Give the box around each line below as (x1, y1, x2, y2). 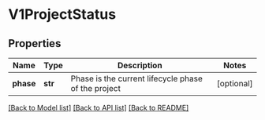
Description (117, 60, 163, 71)
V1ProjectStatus (8, 5, 117, 24)
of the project (70, 83, 121, 93)
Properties (8, 37, 62, 50)
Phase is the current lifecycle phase (70, 73, 203, 84)
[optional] (216, 78, 253, 89)
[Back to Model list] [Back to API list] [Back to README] (8, 104, 189, 112)
